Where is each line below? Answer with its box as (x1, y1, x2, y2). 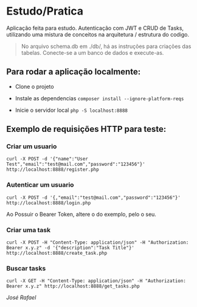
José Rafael (6, 294, 36, 302)
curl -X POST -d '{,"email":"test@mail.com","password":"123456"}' (6, 195, 181, 201)
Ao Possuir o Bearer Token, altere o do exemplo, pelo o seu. (6, 210, 157, 218)
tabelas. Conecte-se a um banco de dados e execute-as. (21, 49, 164, 56)
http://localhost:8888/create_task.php (6, 250, 108, 257)
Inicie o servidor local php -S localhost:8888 (15, 106, 128, 114)
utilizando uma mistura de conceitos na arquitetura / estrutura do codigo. (6, 30, 190, 38)
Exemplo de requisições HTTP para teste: (6, 124, 167, 134)
